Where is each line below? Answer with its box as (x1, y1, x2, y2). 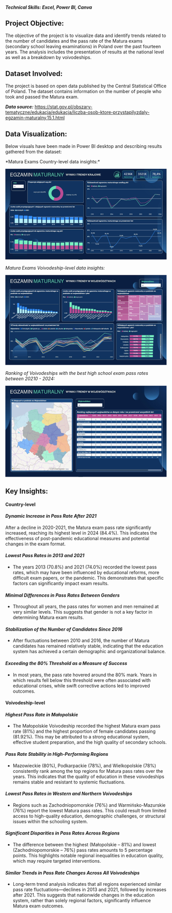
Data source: (5, 104, 34, 110)
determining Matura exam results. (12, 614, 84, 621)
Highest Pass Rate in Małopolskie (5, 711, 78, 717)
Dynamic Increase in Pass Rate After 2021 (5, 513, 97, 519)
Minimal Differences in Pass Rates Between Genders (5, 592, 120, 598)
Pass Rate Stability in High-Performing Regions (5, 751, 109, 757)
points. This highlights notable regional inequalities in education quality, (12, 852, 164, 859)
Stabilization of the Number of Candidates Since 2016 (5, 626, 123, 632)
